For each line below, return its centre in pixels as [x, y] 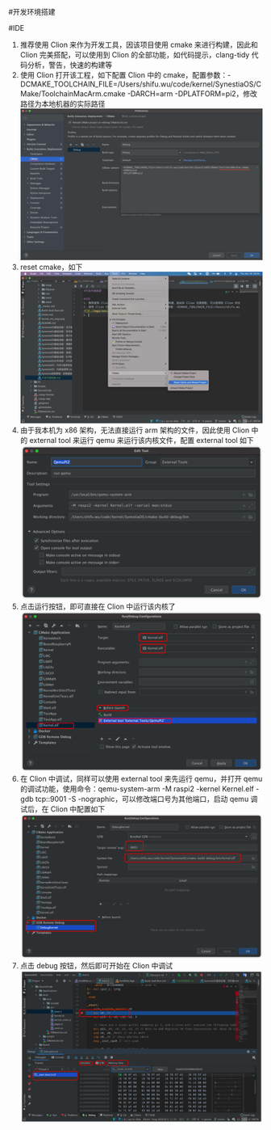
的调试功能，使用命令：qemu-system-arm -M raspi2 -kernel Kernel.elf [137, 789]
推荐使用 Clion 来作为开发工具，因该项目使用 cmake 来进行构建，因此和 [139, 44]
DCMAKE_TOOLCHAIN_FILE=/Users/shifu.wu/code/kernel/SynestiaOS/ [138, 84]
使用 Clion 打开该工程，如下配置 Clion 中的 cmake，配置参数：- [125, 75]
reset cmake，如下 [51, 267]
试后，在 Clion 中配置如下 [63, 809]
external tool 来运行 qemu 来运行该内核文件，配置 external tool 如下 [142, 441]
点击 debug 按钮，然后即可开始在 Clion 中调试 [96, 965]
